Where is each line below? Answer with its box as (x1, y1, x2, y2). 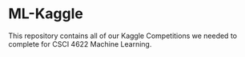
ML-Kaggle (8, 5, 84, 23)
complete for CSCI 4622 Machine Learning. (8, 39, 152, 48)
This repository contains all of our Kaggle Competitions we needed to (8, 31, 238, 40)
